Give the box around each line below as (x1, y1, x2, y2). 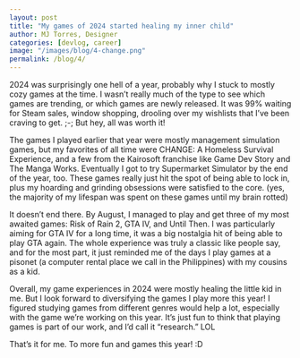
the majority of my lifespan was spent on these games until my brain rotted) (9, 192, 288, 202)
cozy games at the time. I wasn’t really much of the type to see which (9, 89, 266, 99)
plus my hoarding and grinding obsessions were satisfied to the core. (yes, (9, 183, 285, 192)
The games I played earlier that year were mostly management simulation (9, 135, 280, 145)
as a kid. (9, 266, 40, 277)
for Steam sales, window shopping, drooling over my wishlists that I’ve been (9, 108, 290, 118)
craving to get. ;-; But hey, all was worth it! (9, 117, 166, 128)
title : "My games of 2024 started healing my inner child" (9, 21, 235, 30)
